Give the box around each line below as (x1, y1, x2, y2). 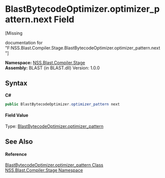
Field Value (5, 112, 29, 119)
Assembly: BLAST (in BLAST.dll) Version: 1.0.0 (5, 65, 100, 71)
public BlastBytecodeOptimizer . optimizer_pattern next (5, 102, 120, 107)
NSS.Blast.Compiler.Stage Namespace (5, 167, 83, 173)
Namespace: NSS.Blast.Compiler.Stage (5, 59, 85, 65)
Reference (5, 151, 27, 157)
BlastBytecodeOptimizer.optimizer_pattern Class (5, 162, 103, 168)
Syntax (5, 79, 28, 88)
